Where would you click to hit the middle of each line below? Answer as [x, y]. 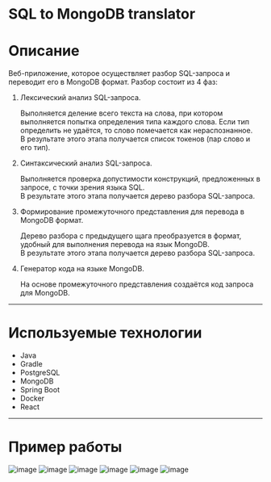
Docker [32, 398]
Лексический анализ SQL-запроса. [80, 98]
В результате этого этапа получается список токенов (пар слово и [135, 139]
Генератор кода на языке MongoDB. [82, 269]
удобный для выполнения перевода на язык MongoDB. [115, 245]
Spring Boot [40, 390]
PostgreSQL [40, 373]
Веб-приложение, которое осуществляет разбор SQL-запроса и [119, 73]
